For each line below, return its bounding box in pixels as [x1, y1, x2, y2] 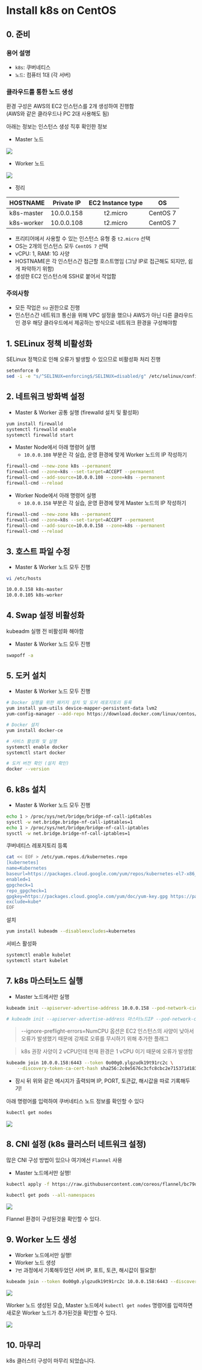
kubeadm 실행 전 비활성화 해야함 [6, 627, 84, 634]
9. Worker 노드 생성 [6, 1234, 77, 1244]
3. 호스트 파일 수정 [6, 546, 70, 556]
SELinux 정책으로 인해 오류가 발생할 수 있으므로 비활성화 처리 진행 [6, 355, 161, 363]
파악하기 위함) [21, 265, 54, 272]
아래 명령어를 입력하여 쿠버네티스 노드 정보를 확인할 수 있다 [6, 1098, 144, 1105]
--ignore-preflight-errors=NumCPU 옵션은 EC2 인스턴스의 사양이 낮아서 [20, 1027, 194, 1035]
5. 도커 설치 [6, 671, 47, 681]
